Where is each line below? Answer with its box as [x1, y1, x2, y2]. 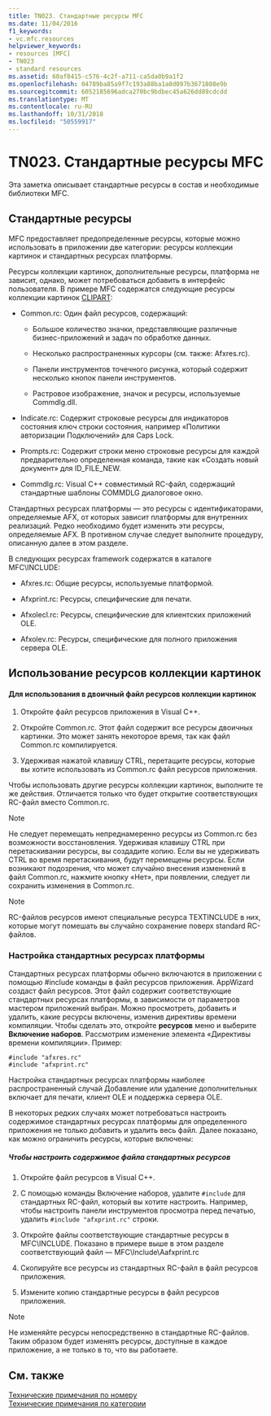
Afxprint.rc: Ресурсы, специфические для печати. [20, 594, 192, 603]
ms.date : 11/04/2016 [8, 20, 79, 28]
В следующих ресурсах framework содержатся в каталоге [8, 554, 212, 564]
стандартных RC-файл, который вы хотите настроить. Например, [20, 1197, 248, 1207]
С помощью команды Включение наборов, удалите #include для [20, 1188, 246, 1198]
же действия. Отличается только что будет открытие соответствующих [8, 789, 259, 799]
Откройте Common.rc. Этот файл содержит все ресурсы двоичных [20, 723, 254, 733]
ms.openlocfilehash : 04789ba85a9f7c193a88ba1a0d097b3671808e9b [8, 80, 228, 88]
